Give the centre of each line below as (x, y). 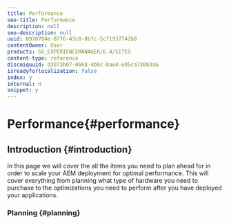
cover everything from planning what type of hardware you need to (103, 181)
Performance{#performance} (94, 124)
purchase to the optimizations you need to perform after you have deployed (114, 188)
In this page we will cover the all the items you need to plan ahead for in (109, 166)
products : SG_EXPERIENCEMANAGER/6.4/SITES (69, 52)
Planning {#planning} (44, 213)
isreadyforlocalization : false (52, 71)
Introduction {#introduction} (70, 149)
